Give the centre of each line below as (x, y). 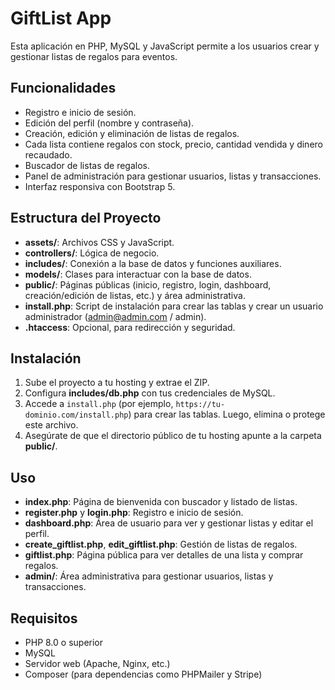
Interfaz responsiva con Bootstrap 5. (100, 186)
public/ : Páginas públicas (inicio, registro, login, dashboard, (148, 284)
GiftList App (61, 18)
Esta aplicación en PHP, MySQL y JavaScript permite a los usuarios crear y (165, 46)
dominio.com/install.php (76, 415)
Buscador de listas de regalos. (87, 165)
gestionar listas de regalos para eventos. (94, 56)
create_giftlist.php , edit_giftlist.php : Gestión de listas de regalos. (161, 544)
